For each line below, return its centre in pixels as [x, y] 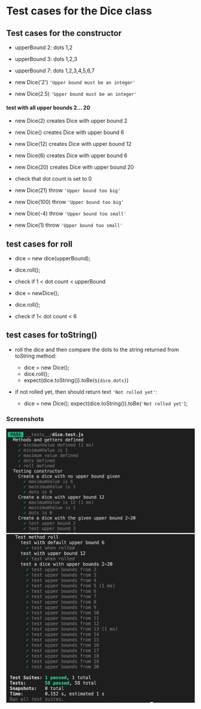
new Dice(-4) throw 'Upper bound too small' [71, 214]
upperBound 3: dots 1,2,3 [46, 59]
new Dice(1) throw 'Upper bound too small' [68, 225]
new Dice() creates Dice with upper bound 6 [69, 132]
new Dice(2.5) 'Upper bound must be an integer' [76, 94]
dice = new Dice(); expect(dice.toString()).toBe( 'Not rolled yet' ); [106, 403]
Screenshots [25, 419]
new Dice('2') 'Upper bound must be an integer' [75, 82]
